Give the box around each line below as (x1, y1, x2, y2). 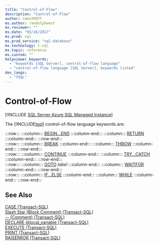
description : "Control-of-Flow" (5, 12, 70, 16)
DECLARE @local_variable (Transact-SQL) (5, 219, 89, 225)
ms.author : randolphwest (5, 20, 55, 26)
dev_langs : (5, 70, 27, 75)
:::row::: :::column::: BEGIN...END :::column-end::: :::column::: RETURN (5, 131, 144, 136)
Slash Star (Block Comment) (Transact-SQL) (5, 209, 94, 215)
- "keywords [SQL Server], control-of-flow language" (9, 61, 120, 66)
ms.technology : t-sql (5, 43, 49, 48)
